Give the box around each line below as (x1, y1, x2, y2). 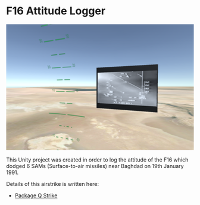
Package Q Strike (14, 192, 58, 199)
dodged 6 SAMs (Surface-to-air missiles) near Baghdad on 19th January (6, 162, 184, 169)
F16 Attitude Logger (6, 4, 106, 18)
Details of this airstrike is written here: (6, 180, 99, 187)
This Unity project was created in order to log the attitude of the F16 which (6, 156, 189, 163)
